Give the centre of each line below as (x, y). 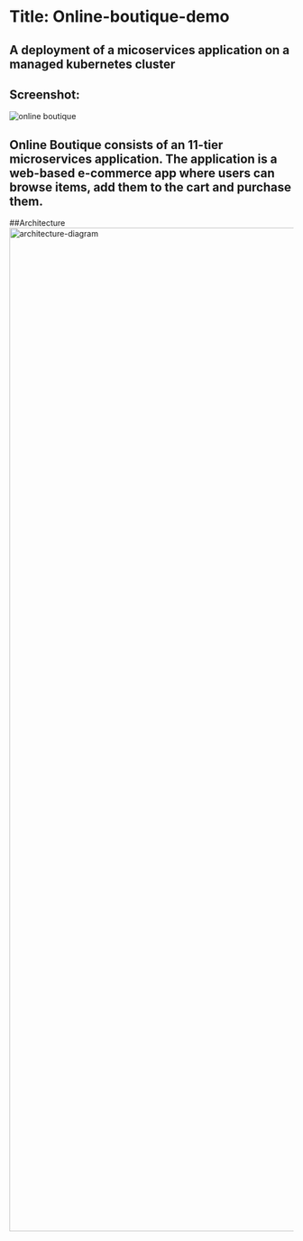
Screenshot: (45, 94)
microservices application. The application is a (143, 159)
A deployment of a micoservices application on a (150, 50)
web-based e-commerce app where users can (142, 173)
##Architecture (37, 223)
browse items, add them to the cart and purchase (150, 187)
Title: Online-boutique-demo (119, 17)
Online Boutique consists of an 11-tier (116, 145)
